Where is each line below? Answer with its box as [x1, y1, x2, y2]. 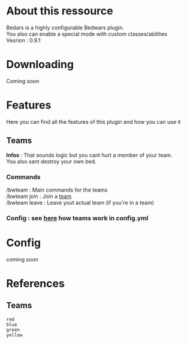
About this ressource [6, 4, 113, 18]
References [6, 276, 65, 290]
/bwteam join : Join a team [6, 193, 72, 200]
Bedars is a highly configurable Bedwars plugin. [6, 24, 125, 31]
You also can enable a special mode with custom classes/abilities [6, 30, 168, 37]
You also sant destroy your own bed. [6, 157, 97, 165]
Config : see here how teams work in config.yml [6, 214, 149, 222]
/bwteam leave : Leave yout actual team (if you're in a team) [6, 199, 155, 206]
